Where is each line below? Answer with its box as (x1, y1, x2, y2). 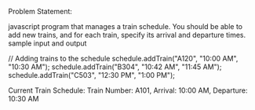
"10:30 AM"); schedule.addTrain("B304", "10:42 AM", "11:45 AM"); (8, 62, 222, 71)
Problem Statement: (8, 7, 73, 16)
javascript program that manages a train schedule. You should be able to (8, 22, 243, 31)
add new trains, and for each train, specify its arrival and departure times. (8, 31, 246, 39)
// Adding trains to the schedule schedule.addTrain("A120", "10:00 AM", (8, 54, 239, 63)
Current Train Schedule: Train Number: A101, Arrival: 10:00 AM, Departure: (8, 86, 248, 95)
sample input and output (8, 38, 87, 48)
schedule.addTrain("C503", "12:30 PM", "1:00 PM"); (8, 71, 175, 79)
